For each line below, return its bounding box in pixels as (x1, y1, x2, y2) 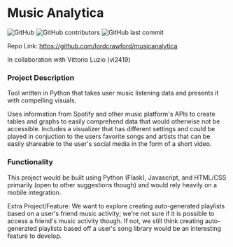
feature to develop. (7, 232, 62, 240)
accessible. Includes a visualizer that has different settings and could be (7, 125, 216, 133)
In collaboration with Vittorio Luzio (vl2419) (7, 55, 131, 64)
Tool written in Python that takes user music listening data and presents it (7, 89, 219, 98)
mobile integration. (7, 188, 62, 196)
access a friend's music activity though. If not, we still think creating (7, 216, 204, 225)
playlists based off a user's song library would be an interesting (38, 224, 222, 232)
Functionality (7, 157, 54, 167)
